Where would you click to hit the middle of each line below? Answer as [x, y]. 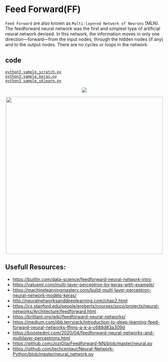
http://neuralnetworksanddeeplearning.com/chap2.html [70, 301]
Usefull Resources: [36, 267]
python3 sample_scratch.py [33, 72]
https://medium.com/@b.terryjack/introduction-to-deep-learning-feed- [86, 322]
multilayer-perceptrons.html [41, 338]
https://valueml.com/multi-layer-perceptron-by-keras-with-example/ [83, 285]
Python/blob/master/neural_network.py [53, 354]
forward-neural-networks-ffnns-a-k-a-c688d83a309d [69, 327]
